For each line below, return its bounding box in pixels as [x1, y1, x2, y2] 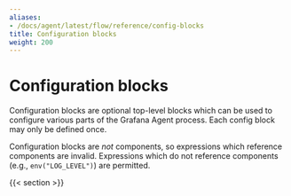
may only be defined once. [9, 124, 107, 135]
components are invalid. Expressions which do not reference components [9, 151, 279, 161]
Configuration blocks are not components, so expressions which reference [9, 141, 283, 152]
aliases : [9, 12, 42, 22]
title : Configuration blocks [9, 29, 117, 38]
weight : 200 [9, 37, 53, 47]
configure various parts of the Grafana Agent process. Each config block [9, 114, 275, 125]
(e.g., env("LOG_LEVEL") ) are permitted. [9, 161, 151, 171]
